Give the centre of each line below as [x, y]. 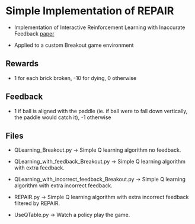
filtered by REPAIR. [37, 203]
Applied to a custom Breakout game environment [74, 45]
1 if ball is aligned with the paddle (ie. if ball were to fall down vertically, [101, 111]
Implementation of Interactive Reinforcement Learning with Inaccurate [100, 27]
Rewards [22, 64]
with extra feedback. [39, 168]
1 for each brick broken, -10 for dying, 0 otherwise [75, 78]
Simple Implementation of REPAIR [90, 11]
